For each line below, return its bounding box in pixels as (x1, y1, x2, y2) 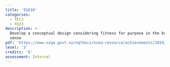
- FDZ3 (10, 21, 24, 27)
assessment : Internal (5, 54, 51, 59)
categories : (5, 12, 30, 17)
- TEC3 (10, 17, 24, 22)
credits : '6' (5, 49, 33, 54)
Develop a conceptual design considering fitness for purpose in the (10, 31, 159, 36)
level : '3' (5, 45, 28, 50)
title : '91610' (5, 7, 37, 13)
